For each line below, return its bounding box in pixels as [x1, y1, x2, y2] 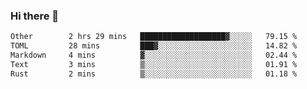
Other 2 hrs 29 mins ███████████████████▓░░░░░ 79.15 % [10, 32, 298, 42]
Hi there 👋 [10, 9, 60, 23]
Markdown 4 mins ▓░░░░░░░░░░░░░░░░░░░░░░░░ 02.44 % [10, 50, 298, 61]
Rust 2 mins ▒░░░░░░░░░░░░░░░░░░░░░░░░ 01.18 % [10, 69, 298, 79]
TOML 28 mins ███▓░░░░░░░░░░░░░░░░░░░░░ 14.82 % [10, 41, 298, 51]
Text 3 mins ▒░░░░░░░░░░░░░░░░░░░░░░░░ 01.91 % [10, 59, 298, 69]
